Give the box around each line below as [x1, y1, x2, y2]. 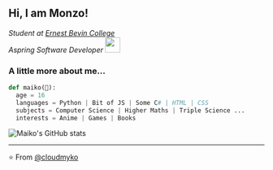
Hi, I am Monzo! [8, 7, 89, 20]
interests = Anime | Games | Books [15, 114, 136, 122]
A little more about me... [8, 65, 106, 76]
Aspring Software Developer [8, 45, 104, 54]
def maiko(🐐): [8, 84, 57, 92]
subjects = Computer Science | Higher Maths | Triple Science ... [15, 106, 245, 115]
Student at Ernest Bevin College [8, 28, 115, 37]
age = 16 [15, 91, 45, 99]
